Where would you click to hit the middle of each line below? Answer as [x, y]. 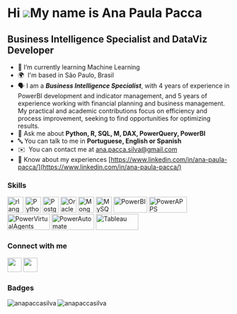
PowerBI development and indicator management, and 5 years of [112, 96]
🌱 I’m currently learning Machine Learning [79, 67]
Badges [21, 288]
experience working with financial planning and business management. [121, 103]
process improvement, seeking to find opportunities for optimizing [114, 118]
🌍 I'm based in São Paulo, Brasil [66, 75]
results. [29, 126]
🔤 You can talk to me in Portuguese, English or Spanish [99, 141]
